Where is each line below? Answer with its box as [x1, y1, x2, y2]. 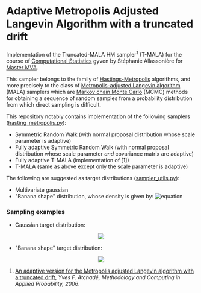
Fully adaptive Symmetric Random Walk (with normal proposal [14, 143, 170, 151]
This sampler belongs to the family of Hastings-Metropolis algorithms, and [6, 75, 191, 83]
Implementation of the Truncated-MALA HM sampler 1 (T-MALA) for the [6, 49, 182, 58]
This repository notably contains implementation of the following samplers [6, 113, 191, 120]
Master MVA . [6, 63, 39, 71]
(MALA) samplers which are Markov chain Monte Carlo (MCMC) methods [6, 88, 188, 95]
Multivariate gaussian [14, 186, 69, 194]
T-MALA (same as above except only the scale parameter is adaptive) [14, 163, 188, 170]
